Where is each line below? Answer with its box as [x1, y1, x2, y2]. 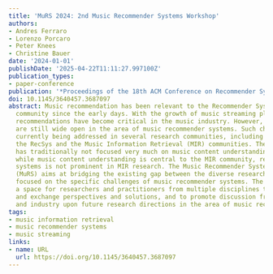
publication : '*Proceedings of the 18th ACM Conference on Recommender [8, 87, 256, 96]
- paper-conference [8, 79, 75, 88]
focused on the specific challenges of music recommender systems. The [15, 178, 264, 186]
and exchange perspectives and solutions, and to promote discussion [15, 192, 256, 201]
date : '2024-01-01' [8, 58, 75, 66]
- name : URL [8, 246, 49, 254]
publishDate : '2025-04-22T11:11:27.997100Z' [8, 65, 162, 73]
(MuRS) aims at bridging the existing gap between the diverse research [15, 170, 267, 178]
